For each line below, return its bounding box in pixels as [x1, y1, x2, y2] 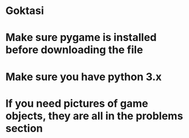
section [5, 122, 43, 135]
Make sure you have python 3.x [5, 70, 162, 83]
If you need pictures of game [5, 96, 148, 110]
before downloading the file [5, 43, 143, 57]
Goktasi [5, 4, 45, 18]
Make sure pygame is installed [5, 31, 157, 44]
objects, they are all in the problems [5, 109, 183, 122]
